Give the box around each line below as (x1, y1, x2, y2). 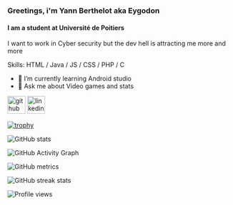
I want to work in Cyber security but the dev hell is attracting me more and (7, 39, 227, 48)
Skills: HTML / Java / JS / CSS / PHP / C (7, 61, 125, 69)
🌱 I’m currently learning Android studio (17, 74, 132, 83)
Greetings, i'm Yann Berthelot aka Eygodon (7, 6, 160, 16)
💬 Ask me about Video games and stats (17, 82, 134, 90)
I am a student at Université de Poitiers (7, 23, 125, 32)
